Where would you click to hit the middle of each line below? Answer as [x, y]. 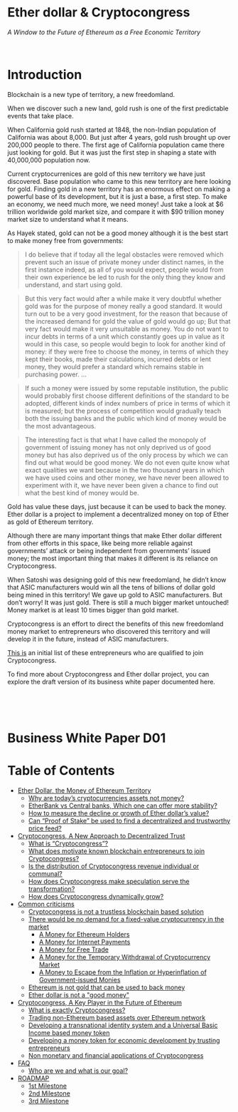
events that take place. [40, 115]
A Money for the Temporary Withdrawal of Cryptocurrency [125, 957]
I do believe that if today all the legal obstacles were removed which [124, 254]
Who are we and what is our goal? [78, 1071]
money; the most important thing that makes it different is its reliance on [113, 558]
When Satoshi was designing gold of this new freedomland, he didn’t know [117, 580]
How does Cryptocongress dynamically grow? [96, 896]
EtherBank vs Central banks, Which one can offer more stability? [123, 805]
